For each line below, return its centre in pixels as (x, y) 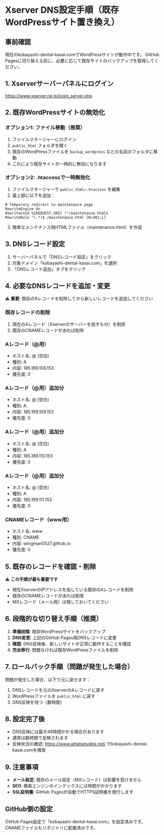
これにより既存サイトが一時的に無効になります (59, 164)
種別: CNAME (26, 537)
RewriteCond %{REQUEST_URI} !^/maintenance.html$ (57, 213)
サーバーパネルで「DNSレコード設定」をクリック (62, 257)
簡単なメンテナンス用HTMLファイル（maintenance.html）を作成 (77, 227)
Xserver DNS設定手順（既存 (62, 10)
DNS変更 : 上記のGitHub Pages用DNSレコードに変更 (64, 638)
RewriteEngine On (23, 209)
